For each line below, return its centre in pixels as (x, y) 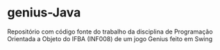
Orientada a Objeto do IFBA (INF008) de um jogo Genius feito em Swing (110, 38)
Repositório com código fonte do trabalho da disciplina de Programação (110, 32)
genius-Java (44, 13)
